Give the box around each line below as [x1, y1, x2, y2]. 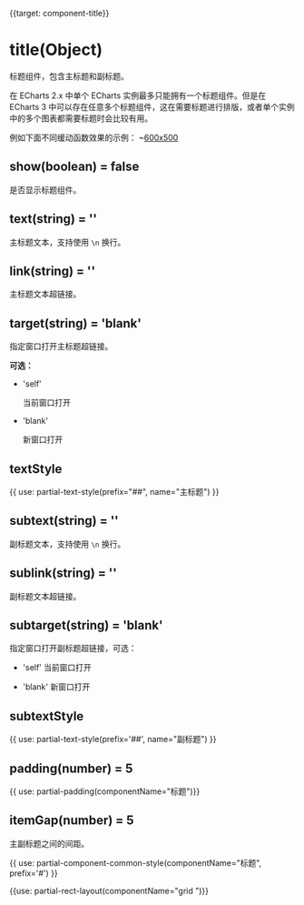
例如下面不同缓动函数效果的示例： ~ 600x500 [9, 132, 179, 143]
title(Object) [9, 40, 103, 60]
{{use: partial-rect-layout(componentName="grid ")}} [9, 885, 210, 896]
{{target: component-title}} [9, 8, 110, 18]
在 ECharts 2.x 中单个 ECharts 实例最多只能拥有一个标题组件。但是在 [9, 90, 267, 101]
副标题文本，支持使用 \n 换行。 [9, 538, 126, 549]
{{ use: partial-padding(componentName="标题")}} [9, 786, 201, 797]
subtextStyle [9, 709, 84, 724]
